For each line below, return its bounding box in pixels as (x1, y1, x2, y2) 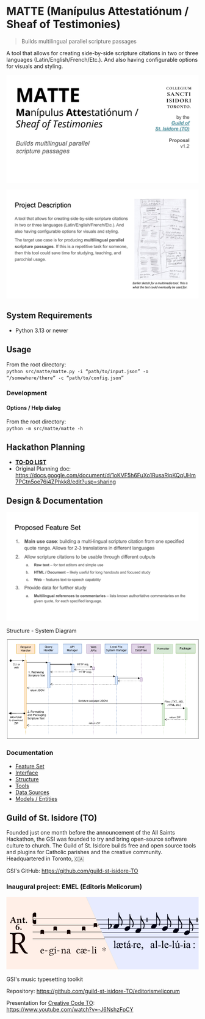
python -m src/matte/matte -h (6, 425, 84, 431)
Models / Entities (15, 795, 58, 802)
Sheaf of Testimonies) (6, 17, 121, 31)
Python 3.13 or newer (15, 327, 69, 334)
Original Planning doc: (15, 464, 71, 472)
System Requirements (6, 311, 93, 321)
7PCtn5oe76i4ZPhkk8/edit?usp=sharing (15, 478, 117, 485)
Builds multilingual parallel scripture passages (21, 37, 137, 45)
